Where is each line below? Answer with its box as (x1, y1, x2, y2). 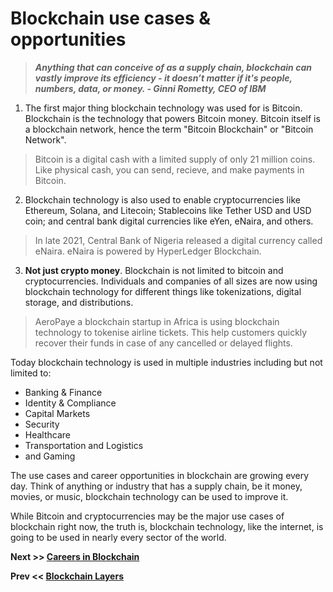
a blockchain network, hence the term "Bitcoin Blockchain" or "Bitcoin (24, 123, 314, 135)
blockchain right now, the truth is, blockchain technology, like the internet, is (10, 520, 324, 532)
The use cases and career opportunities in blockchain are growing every (10, 469, 310, 481)
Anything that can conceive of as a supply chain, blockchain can (34, 61, 312, 73)
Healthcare (24, 428, 72, 441)
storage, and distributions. (24, 296, 134, 308)
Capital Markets (24, 407, 91, 419)
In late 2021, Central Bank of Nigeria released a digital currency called (34, 234, 323, 246)
